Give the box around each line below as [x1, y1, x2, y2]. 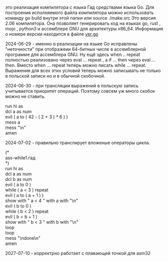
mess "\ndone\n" [5, 235, 41, 241]
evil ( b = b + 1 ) [5, 214, 38, 220]
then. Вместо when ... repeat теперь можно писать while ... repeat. [5, 62, 147, 68]
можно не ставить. [5, 93, 46, 99]
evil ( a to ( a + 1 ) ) [5, 192, 44, 198]
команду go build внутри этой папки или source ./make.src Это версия [5, 15, 156, 21]
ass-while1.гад [5, 155, 36, 161]
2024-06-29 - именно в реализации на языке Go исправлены [5, 41, 137, 47]
